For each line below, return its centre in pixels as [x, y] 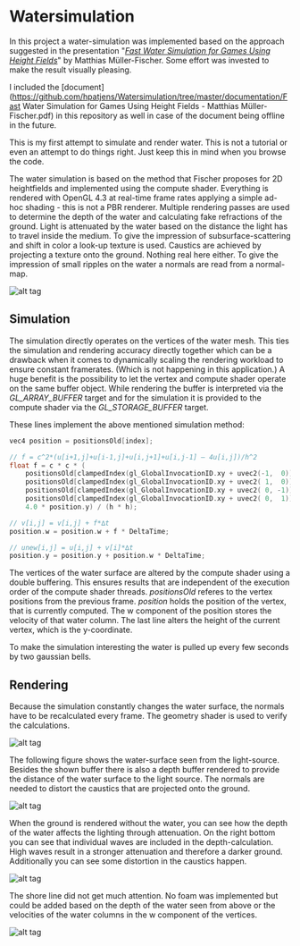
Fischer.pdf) [32, 115]
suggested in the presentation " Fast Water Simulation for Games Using [140, 50]
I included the [34, 87]
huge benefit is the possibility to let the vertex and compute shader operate [148, 378]
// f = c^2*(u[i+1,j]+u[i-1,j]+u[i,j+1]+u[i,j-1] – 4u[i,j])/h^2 [133, 457]
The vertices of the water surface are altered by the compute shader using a [150, 573]
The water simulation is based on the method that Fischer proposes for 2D [146, 178]
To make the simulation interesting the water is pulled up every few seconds [149, 647]
